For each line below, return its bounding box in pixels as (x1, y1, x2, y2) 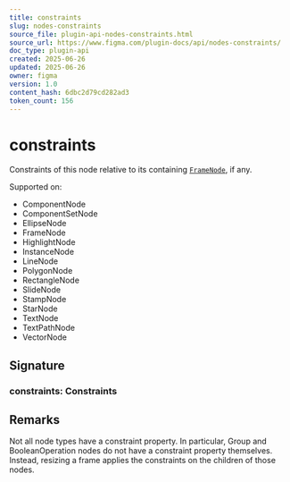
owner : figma (9, 72, 58, 80)
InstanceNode (21, 247, 74, 258)
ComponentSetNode (21, 208, 98, 219)
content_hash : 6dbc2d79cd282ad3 (9, 88, 129, 97)
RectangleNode (21, 275, 80, 286)
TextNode (21, 313, 59, 324)
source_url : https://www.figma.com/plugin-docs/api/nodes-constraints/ (9, 38, 281, 47)
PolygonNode (21, 266, 73, 276)
